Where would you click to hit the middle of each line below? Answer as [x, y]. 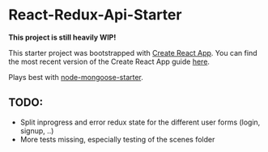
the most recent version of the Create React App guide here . [109, 61]
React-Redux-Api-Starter [95, 15]
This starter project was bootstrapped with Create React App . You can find [133, 53]
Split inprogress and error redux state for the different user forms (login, [140, 122]
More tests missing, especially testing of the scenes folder [117, 139]
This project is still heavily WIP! [62, 37]
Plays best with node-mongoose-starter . [76, 77]
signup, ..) [37, 130]
